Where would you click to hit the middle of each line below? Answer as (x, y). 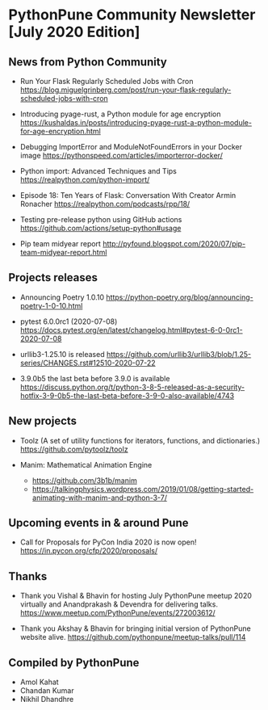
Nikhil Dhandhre (47, 699)
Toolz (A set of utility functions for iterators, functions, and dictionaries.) (140, 440)
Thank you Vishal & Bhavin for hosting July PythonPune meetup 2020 (136, 596)
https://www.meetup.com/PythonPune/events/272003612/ (117, 613)
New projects (43, 421)
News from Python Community (88, 62)
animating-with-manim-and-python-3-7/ (100, 498)
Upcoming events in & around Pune (98, 523)
